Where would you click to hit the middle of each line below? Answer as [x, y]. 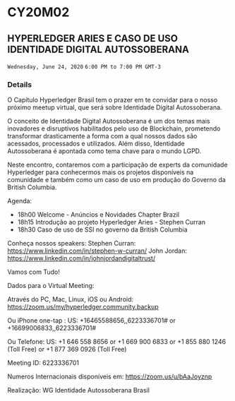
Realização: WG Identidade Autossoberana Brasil [79, 390]
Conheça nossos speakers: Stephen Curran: [72, 244]
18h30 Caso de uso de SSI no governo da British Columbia [103, 229]
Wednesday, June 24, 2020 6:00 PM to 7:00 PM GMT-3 [84, 67]
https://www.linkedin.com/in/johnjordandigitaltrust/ [82, 258]
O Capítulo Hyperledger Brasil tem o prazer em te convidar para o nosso [113, 100]
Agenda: [20, 201]
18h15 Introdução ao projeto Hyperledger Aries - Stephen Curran [112, 222]
